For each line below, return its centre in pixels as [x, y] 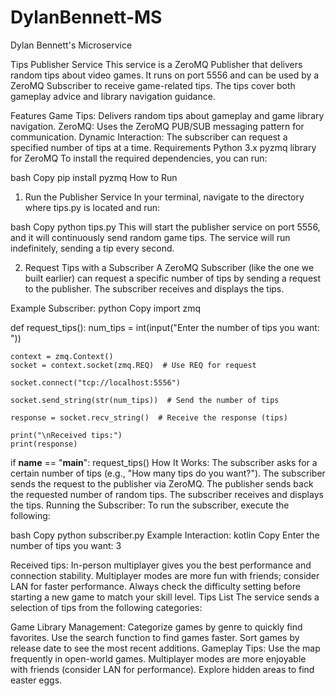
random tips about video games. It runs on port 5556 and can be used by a [165, 75]
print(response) [44, 444]
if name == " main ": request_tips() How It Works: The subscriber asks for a [164, 462]
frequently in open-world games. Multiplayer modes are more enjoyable [158, 658]
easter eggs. [36, 680]
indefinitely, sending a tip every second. [92, 248]
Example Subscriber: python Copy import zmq [105, 308]
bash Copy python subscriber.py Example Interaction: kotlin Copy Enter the [165, 535]
